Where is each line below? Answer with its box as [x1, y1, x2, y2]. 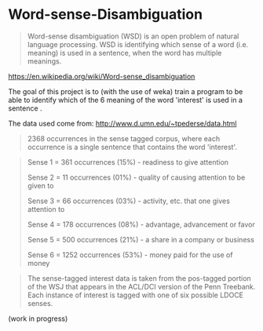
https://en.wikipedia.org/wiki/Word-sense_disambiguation [8, 71, 195, 81]
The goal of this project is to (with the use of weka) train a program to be [8, 86, 243, 96]
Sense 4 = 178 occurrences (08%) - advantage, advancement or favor [27, 220, 255, 229]
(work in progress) [8, 314, 68, 323]
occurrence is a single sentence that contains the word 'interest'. [27, 142, 238, 151]
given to [27, 180, 54, 190]
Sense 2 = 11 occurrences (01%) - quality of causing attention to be [27, 173, 246, 182]
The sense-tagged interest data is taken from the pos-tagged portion [27, 273, 251, 283]
